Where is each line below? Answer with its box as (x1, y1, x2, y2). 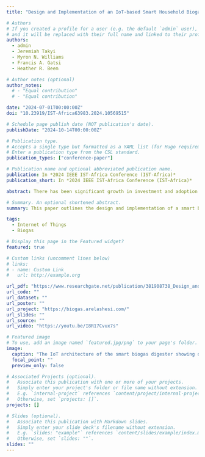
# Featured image (6, 334, 51, 340)
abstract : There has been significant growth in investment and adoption (6, 188, 198, 194)
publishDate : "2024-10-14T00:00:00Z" (6, 126, 103, 133)
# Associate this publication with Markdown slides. (6, 419, 149, 425)
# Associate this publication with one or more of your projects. (6, 379, 184, 386)
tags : (6, 216, 20, 222)
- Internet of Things (12, 222, 67, 228)
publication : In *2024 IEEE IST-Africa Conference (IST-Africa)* (6, 172, 176, 178)
